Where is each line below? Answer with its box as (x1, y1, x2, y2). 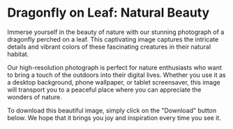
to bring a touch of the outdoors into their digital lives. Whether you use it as (7, 71, 226, 79)
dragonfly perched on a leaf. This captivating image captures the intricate (7, 35, 219, 43)
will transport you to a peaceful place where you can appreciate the (7, 85, 202, 94)
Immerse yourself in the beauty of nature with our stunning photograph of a (7, 28, 225, 36)
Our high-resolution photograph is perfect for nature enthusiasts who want (7, 63, 222, 71)
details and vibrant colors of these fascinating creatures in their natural (7, 42, 211, 51)
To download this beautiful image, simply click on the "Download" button (7, 106, 217, 114)
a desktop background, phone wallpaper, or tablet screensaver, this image (7, 78, 221, 86)
